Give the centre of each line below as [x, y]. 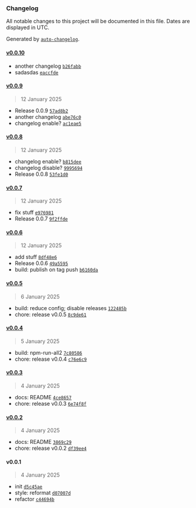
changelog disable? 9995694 [49, 168]
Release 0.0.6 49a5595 [41, 263]
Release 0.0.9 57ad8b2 [41, 111]
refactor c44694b [34, 499]
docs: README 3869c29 [43, 442]
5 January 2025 [40, 341]
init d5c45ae [28, 487]
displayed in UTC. [28, 27]
